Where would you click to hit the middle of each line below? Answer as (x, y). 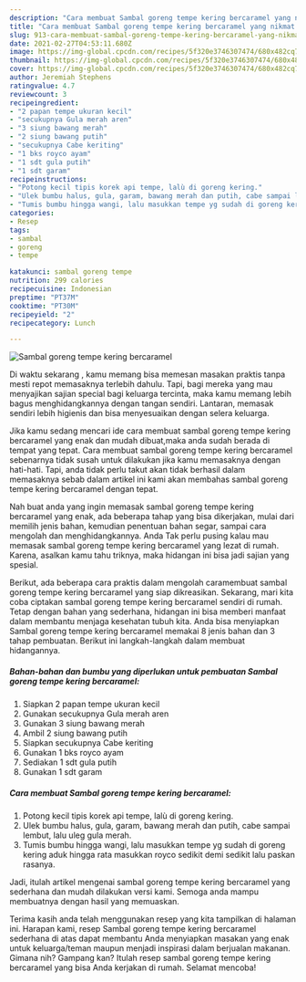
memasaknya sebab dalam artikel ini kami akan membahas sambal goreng (149, 479)
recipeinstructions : (49, 179)
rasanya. (39, 864)
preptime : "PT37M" (44, 298)
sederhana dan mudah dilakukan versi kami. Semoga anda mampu (134, 892)
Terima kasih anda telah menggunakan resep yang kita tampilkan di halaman (153, 919)
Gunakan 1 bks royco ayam (73, 753)
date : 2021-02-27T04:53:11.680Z (71, 43)
